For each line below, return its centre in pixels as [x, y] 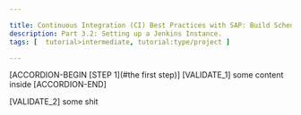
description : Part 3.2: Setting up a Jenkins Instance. [116, 33]
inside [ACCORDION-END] [58, 85]
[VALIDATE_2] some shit [54, 102]
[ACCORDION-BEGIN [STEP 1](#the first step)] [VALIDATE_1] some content [146, 75]
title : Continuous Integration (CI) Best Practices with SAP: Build [140, 25]
